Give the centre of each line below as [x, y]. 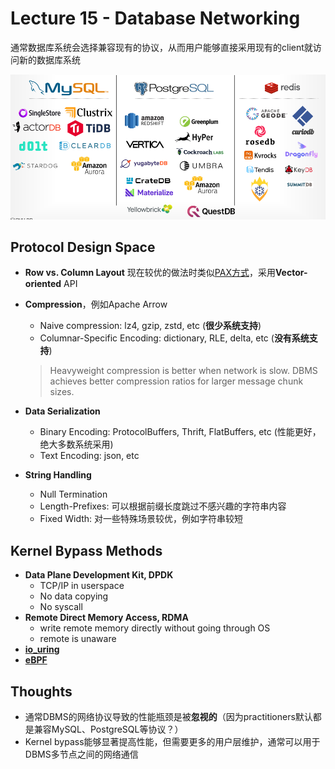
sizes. [62, 392]
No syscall [61, 607]
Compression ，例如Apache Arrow [96, 304]
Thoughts [41, 691]
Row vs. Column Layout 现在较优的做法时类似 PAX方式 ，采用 [150, 273]
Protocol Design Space [83, 247]
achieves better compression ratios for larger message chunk [176, 381]
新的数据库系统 [49, 59]
